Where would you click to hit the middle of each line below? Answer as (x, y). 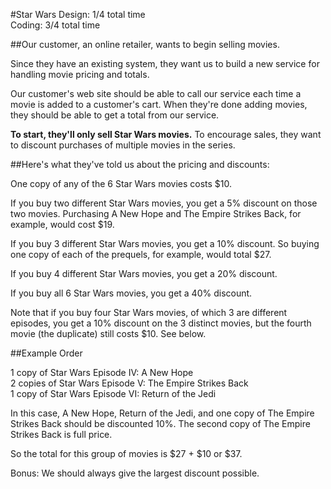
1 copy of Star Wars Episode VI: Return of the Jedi (113, 393)
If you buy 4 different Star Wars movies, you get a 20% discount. (144, 273)
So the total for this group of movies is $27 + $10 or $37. (126, 453)
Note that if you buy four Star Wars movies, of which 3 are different (149, 312)
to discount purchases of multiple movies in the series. (123, 145)
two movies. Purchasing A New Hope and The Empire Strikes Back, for (156, 213)
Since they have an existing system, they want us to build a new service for (165, 63)
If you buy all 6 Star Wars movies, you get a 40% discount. (131, 293)
